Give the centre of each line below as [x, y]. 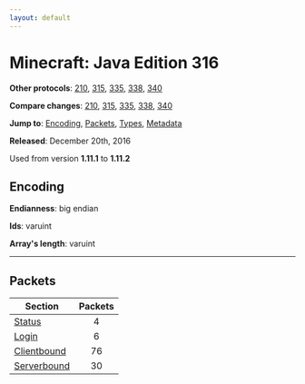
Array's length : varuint [52, 244]
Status [28, 321]
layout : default [40, 18]
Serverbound [42, 366]
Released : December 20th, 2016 [70, 141]
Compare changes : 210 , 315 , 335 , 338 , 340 [91, 105]
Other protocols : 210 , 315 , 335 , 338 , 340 [86, 88]
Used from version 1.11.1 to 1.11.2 [70, 158]
